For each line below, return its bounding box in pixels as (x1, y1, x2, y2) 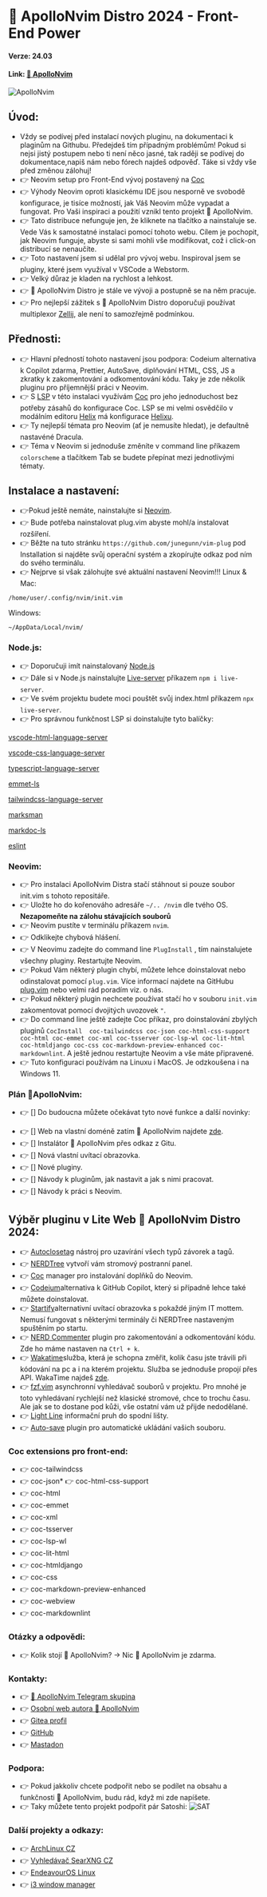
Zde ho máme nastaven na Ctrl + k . (19, 1344, 140, 1354)
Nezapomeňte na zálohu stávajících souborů (19, 912, 171, 921)
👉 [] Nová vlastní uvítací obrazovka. (19, 1151, 141, 1160)
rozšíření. (19, 529, 51, 539)
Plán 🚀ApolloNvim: (8, 1088, 83, 1100)
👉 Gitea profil (19, 1715, 68, 1726)
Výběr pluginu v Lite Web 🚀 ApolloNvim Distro (8, 1212, 241, 1226)
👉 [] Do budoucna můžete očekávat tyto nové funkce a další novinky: (19, 1108, 251, 1117)
